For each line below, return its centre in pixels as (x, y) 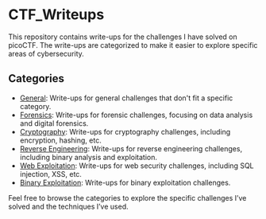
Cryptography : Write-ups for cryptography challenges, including (125, 131)
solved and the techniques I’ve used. (68, 206)
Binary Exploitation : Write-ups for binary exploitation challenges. (125, 182)
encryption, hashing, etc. (60, 140)
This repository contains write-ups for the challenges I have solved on (123, 37)
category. (35, 106)
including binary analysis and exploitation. (88, 157)
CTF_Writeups (56, 15)
